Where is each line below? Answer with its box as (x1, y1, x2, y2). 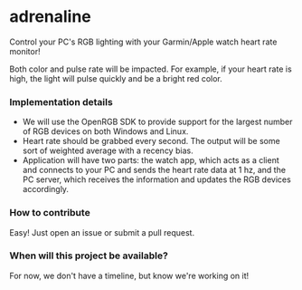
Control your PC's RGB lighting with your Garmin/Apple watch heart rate (9, 36, 278, 47)
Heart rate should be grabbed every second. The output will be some (22, 136, 280, 147)
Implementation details (9, 95, 113, 108)
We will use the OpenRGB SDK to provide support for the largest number (22, 116, 293, 128)
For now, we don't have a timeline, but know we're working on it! (9, 270, 250, 281)
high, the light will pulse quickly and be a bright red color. (9, 72, 223, 83)
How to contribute (9, 207, 90, 219)
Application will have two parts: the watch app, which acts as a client (22, 155, 279, 166)
